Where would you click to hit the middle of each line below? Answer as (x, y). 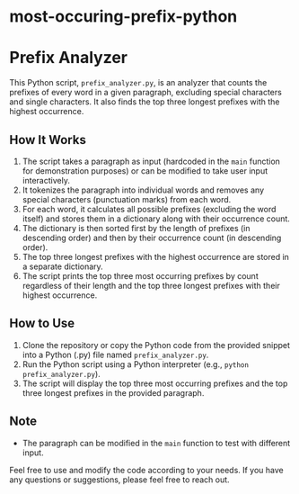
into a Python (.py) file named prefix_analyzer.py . (115, 355)
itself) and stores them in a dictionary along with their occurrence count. (156, 219)
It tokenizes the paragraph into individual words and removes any (143, 190)
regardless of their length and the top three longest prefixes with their (151, 285)
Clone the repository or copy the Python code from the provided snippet (156, 345)
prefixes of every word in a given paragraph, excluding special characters (146, 93)
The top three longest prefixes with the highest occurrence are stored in (156, 256)
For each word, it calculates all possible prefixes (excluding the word (149, 209)
